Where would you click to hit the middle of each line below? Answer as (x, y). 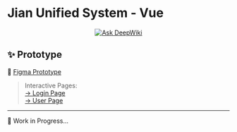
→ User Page (44, 100)
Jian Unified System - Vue (86, 13)
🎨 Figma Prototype (35, 71)
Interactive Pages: (51, 85)
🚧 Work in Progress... (38, 121)
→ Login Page (45, 92)
